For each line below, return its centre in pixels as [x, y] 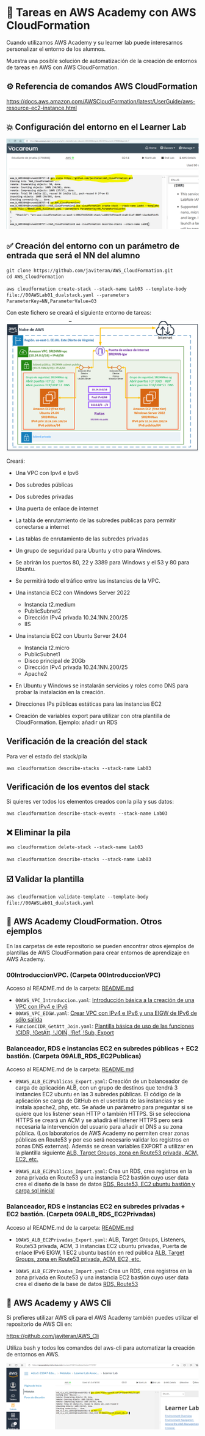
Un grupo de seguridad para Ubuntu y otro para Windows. [88, 550]
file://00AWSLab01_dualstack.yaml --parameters [68, 295]
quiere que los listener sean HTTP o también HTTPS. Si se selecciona [103, 1114]
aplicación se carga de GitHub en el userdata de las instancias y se [99, 1101]
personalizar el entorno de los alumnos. [56, 49]
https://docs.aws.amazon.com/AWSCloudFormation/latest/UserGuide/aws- [101, 101]
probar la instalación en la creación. [60, 692]
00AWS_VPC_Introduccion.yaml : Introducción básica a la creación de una [105, 1000]
